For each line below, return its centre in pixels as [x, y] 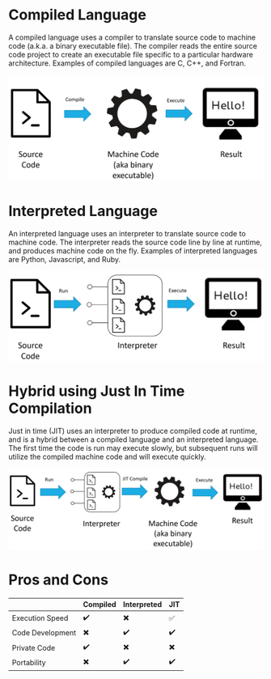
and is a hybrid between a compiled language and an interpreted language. [133, 439]
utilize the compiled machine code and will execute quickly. [107, 456]
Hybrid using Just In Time [97, 391]
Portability [29, 662]
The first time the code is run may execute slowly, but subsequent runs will [133, 448]
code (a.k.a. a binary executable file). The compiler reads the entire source [133, 45]
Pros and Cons [59, 580]
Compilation [50, 408]
